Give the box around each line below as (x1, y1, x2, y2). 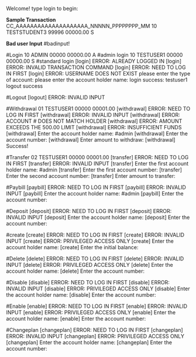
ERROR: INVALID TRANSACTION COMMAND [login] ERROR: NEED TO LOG (6, 64, 186, 71)
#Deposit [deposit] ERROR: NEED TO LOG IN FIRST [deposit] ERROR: (6, 208, 172, 214)
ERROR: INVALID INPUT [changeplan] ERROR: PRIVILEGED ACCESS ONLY (6, 333, 185, 339)
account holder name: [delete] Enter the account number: (6, 267, 145, 274)
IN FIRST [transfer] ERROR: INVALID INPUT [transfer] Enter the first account (6, 160, 189, 167)
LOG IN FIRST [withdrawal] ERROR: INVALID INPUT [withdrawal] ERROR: (6, 111, 180, 118)
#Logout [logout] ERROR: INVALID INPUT (6, 94, 105, 101)
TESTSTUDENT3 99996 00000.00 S (6, 29, 94, 36)
